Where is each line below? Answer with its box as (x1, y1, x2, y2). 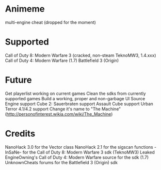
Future (5, 75, 32, 86)
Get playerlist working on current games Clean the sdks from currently (5, 91, 146, 96)
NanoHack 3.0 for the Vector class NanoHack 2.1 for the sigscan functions (5, 144, 154, 150)
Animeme (5, 3, 45, 15)
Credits (5, 128, 35, 139)
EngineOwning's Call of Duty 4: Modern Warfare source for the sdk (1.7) (5, 154, 149, 160)
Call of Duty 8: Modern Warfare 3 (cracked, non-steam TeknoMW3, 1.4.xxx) (5, 52, 156, 58)
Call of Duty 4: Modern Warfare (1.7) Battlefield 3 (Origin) (5, 57, 119, 63)
